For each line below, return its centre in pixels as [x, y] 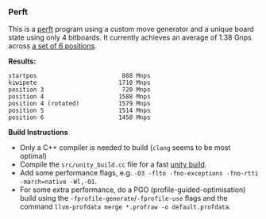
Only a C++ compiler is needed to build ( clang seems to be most [125, 148]
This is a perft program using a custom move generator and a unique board [131, 29]
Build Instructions [39, 133]
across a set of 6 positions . [52, 46]
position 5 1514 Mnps [79, 111]
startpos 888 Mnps [79, 76]
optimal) [33, 156]
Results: [22, 61]
